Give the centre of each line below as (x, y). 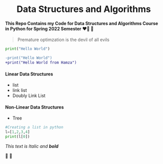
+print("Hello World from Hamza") (41, 63)
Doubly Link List (29, 95)
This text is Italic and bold (32, 146)
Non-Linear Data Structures (34, 107)
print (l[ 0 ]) (17, 137)
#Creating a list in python (34, 127)
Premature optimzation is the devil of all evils (63, 40)
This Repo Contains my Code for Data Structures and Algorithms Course (82, 23)
